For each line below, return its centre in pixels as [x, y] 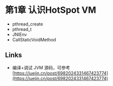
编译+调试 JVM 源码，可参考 [41, 67]
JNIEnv [19, 34]
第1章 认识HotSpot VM [51, 10]
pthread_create [28, 24]
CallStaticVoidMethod [34, 39]
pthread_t [22, 29]
